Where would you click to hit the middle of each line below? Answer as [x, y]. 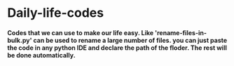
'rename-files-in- [180, 32]
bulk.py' [20, 40]
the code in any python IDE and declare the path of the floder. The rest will [117, 48]
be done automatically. [41, 55]
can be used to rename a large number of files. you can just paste [130, 40]
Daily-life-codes [55, 13]
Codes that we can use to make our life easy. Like [81, 32]
